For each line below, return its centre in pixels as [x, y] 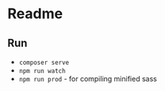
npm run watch [42, 71]
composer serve [44, 63]
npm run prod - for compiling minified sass [88, 79]
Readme [35, 14]
